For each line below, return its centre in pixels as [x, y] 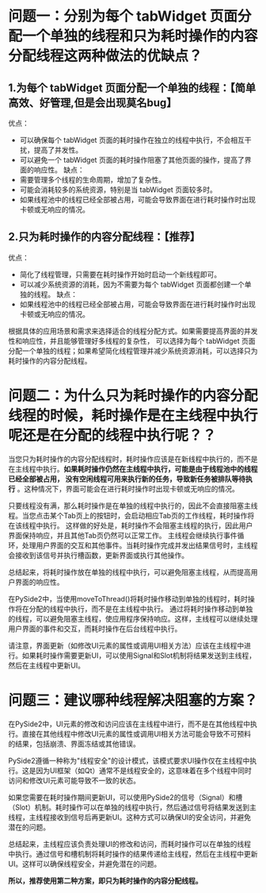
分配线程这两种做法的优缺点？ [106, 56]
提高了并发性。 [58, 150]
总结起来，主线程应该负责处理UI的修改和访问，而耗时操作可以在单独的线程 [130, 844]
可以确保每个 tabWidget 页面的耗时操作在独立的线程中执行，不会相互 [132, 140]
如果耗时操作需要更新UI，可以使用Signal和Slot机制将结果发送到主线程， [139, 655]
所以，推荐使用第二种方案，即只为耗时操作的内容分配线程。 [105, 880]
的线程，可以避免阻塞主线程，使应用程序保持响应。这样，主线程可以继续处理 [133, 618]
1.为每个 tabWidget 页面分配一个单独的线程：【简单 [132, 88]
